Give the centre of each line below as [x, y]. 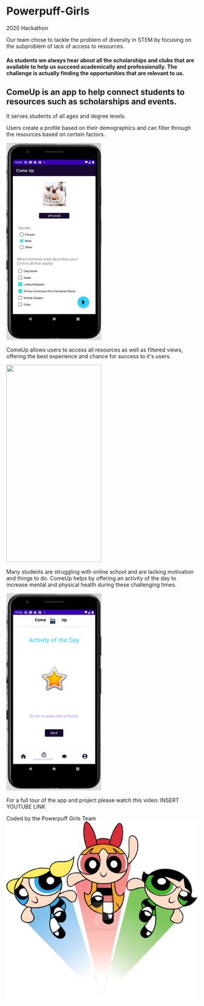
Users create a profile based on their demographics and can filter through [99, 128]
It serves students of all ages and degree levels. [66, 116]
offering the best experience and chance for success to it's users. [89, 356]
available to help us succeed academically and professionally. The [92, 66]
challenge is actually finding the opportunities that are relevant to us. [95, 73]
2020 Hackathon [27, 28]
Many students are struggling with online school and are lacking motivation [100, 572]
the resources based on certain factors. [56, 134]
